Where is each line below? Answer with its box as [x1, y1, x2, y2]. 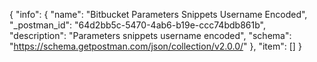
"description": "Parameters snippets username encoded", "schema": [9, 30, 292, 41]
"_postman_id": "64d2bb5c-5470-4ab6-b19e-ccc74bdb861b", [9, 19, 266, 31]
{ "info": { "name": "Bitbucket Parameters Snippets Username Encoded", [9, 9, 308, 20]
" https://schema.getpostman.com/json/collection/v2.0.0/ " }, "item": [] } [9, 40, 302, 52]
